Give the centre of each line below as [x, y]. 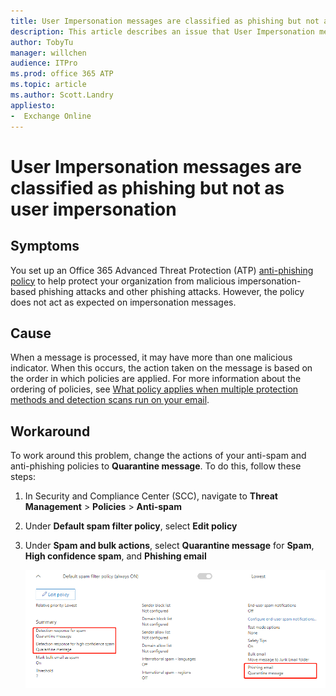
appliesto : [33, 105]
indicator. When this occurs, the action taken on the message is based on [161, 368]
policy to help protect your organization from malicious [123, 281]
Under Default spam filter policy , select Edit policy [131, 526]
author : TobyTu [42, 42]
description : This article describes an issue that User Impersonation [162, 31]
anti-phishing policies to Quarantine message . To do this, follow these [156, 466]
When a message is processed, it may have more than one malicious [151, 357]
